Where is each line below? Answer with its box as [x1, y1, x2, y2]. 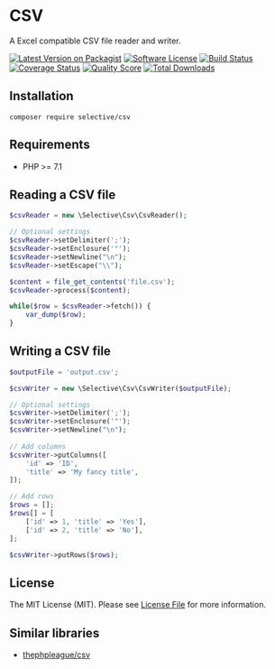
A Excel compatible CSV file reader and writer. [9, 35, 182, 46]
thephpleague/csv [22, 649, 91, 660]
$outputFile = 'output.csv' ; [9, 367, 119, 376]
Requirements [9, 137, 90, 153]
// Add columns [9, 441, 67, 451]
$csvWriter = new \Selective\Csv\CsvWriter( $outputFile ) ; [9, 384, 232, 393]
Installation [9, 88, 74, 104]
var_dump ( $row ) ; [25, 311, 87, 320]
